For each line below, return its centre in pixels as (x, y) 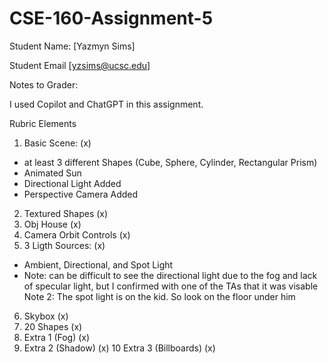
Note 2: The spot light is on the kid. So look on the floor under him (159, 296)
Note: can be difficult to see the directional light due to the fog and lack (170, 275)
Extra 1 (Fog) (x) (57, 337)
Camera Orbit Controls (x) (77, 234)
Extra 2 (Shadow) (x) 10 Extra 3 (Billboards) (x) (119, 348)
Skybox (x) (46, 316)
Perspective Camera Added (81, 194)
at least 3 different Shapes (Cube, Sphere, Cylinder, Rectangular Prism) (170, 162)
